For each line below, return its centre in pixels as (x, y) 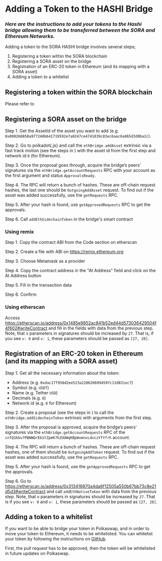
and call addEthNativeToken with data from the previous (101, 491)
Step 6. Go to (18, 481)
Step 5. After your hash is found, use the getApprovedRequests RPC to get (78, 466)
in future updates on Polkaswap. (37, 553)
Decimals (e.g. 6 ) (29, 398)
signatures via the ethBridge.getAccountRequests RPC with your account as (80, 170)
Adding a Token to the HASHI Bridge (79, 9)
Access (13, 318)
